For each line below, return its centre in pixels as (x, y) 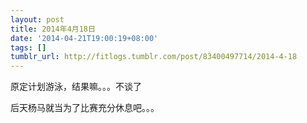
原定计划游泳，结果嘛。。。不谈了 (76, 87)
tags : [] (28, 47)
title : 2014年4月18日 (53, 29)
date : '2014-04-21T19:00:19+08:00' (84, 38)
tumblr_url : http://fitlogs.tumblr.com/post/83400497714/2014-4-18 (154, 57)
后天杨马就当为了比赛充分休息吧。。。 (85, 108)
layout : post (37, 19)
